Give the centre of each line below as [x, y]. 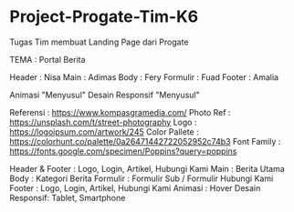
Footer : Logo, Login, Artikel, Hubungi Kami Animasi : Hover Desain [135, 187]
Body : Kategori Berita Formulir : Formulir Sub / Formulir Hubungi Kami [142, 178]
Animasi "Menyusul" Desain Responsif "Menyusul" [105, 95]
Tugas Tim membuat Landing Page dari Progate [99, 42]
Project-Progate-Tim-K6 [104, 17]
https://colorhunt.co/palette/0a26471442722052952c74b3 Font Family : [145, 141]
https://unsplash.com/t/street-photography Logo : [103, 122]
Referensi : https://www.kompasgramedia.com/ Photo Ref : [120, 112]
